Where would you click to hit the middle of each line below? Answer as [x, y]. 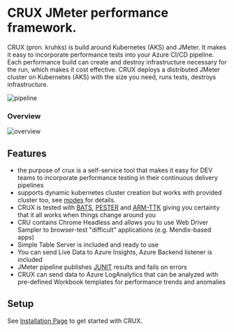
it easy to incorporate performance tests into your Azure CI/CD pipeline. [111, 55]
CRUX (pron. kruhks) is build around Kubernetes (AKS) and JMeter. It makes [117, 47]
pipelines [30, 185]
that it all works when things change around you [86, 215]
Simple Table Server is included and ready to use [88, 245]
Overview [24, 116]
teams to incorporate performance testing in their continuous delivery [118, 178]
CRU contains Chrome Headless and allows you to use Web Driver [112, 223]
